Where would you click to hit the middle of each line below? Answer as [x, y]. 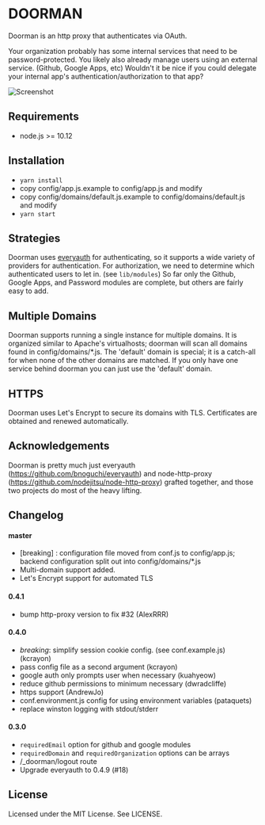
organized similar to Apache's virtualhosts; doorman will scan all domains [128, 344]
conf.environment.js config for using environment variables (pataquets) [136, 700]
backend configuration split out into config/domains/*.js [110, 561]
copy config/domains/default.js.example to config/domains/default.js [132, 197]
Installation [36, 160]
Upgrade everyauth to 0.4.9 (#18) [74, 770]
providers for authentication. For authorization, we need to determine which [131, 265]
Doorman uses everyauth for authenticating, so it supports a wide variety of [132, 258]
